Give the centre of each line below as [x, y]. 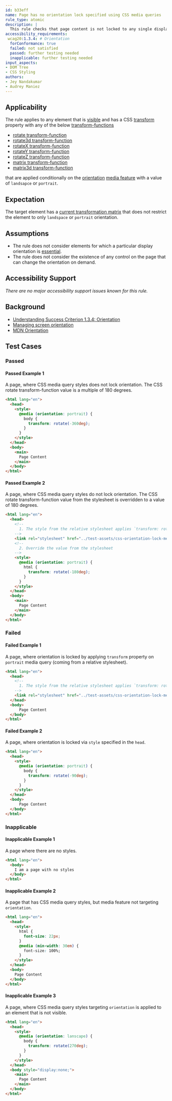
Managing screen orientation [43, 325]
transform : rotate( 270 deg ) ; [58, 1046]
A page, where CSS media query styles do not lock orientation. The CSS [81, 494]
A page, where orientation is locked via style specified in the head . [76, 742]
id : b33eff [17, 10]
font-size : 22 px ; [42, 936]
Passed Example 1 [25, 373]
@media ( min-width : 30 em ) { [49, 946]
